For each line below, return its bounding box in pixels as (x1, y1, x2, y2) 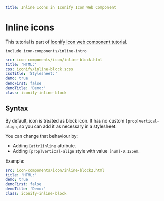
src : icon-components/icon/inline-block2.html (5, 168, 105, 173)
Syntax (5, 104, 28, 113)
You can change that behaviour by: (5, 133, 78, 139)
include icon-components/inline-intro (5, 48, 87, 53)
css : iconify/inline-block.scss (5, 66, 73, 72)
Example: (5, 157, 25, 164)
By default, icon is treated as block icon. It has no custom (5, 117, 125, 124)
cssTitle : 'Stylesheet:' (5, 71, 58, 76)
